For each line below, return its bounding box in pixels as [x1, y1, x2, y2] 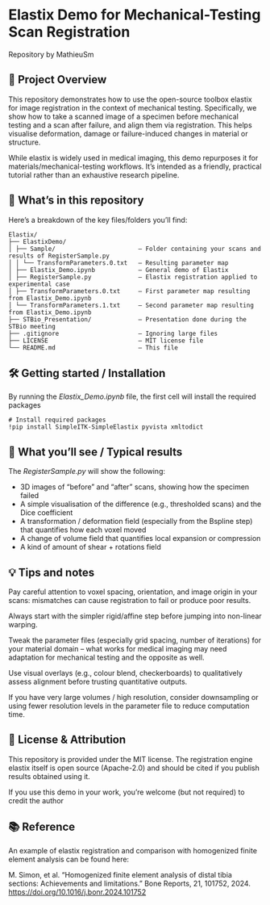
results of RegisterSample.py [8, 252, 110, 260]
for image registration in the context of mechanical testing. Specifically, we [8, 103, 257, 112]
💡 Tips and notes [8, 565, 95, 579]
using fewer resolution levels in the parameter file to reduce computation [8, 701, 250, 710]
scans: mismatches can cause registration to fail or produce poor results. [8, 596, 251, 605]
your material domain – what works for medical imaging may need [8, 644, 227, 653]
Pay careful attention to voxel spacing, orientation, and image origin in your [8, 587, 258, 597]
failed [19, 491, 39, 501]
